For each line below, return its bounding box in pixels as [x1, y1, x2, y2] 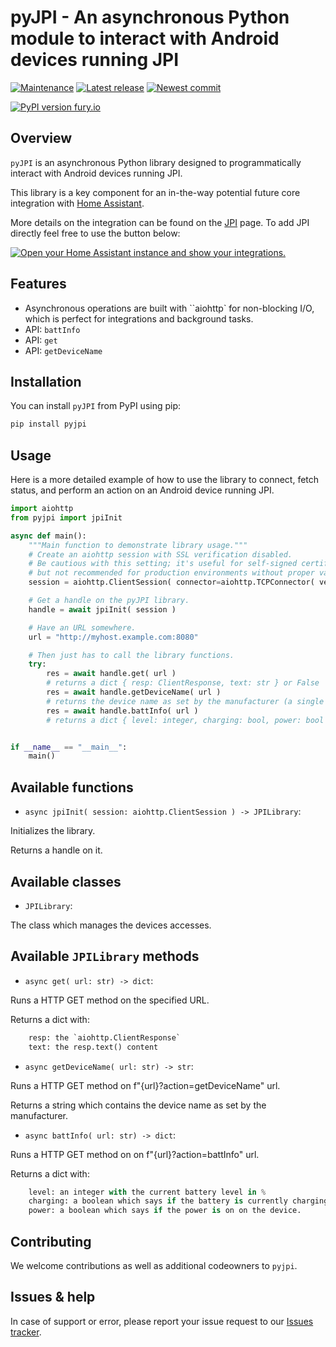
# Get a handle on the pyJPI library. [28, 596, 190, 606]
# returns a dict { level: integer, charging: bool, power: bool [46, 715, 325, 725]
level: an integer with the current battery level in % [28, 1187, 267, 1197]
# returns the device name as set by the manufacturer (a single [46, 696, 325, 706]
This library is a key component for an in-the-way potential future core [10, 186, 301, 198]
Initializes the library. [10, 825, 96, 837]
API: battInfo [24, 323, 81, 335]
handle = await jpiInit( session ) [28, 604, 177, 615]
